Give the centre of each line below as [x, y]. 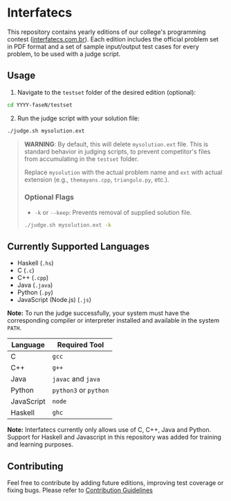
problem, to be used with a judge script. [64, 54]
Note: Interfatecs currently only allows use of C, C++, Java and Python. [109, 430]
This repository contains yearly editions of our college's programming [107, 32]
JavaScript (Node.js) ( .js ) [54, 300]
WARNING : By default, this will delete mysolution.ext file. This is [116, 144]
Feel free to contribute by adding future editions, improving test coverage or [115, 483]
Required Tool [81, 345]
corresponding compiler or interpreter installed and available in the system [113, 321]
